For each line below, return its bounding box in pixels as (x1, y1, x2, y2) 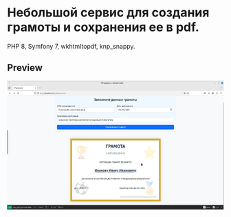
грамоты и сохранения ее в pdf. (7, 19, 199, 35)
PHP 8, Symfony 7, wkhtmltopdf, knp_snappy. (7, 42, 135, 50)
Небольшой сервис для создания (7, 5, 210, 21)
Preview (7, 62, 43, 73)
